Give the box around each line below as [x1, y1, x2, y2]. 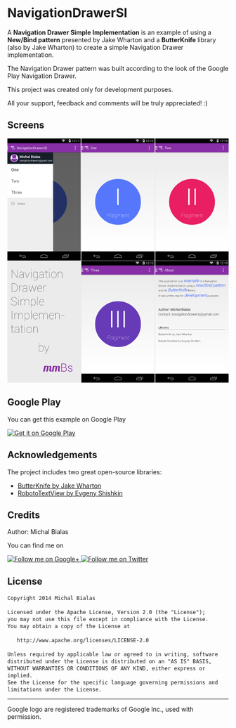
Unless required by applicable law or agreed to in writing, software [7, 651, 218, 658]
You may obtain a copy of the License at [7, 623, 131, 630]
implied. [7, 672, 33, 680]
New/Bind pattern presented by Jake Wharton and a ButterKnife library [7, 35, 216, 44]
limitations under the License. [7, 687, 102, 694]
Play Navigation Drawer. [7, 72, 77, 80]
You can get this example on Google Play [7, 415, 126, 423]
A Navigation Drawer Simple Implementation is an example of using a [7, 28, 212, 37]
